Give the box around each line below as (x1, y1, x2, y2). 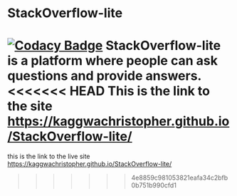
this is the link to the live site (7, 152, 90, 161)
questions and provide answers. (7, 68, 201, 84)
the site (7, 98, 53, 115)
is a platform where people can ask (7, 53, 218, 69)
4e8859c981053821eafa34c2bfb (131, 173, 228, 182)
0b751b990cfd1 (131, 181, 177, 190)
